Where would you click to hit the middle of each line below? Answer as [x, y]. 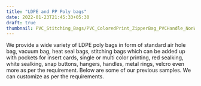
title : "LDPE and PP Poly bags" [46, 12]
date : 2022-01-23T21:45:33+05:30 [48, 17]
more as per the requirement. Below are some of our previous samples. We [99, 70]
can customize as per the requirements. [55, 77]
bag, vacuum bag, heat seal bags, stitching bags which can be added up [96, 52]
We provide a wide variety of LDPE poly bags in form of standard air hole [96, 45]
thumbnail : [20, 28]
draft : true [21, 23]
